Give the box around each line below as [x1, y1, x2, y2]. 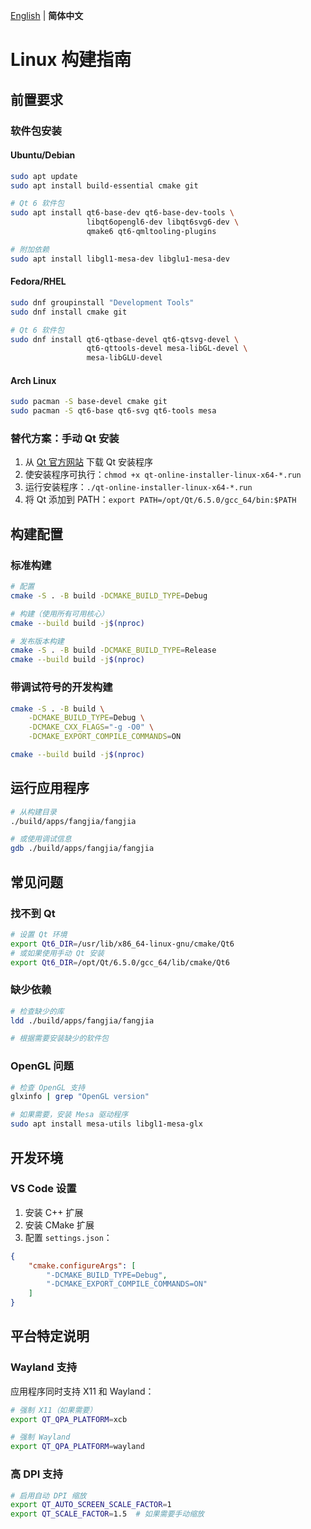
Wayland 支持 [10, 1360, 78, 1374]
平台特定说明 [10, 1328, 90, 1345]
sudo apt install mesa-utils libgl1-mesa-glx [10, 1119, 203, 1129]
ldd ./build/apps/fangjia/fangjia [10, 1015, 155, 1026]
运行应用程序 [10, 780, 90, 797]
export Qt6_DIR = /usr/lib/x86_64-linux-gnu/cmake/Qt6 [10, 939, 235, 949]
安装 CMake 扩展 [24, 1219, 95, 1231]
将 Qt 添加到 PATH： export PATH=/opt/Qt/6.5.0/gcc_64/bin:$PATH [24, 494, 297, 506]
